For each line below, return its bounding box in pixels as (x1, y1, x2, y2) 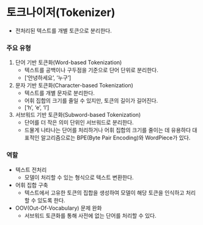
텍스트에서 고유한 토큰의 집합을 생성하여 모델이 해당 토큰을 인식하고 (24, 189, 185, 196)
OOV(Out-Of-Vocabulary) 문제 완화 (15, 204, 102, 212)
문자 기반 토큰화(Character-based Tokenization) (15, 82, 133, 89)
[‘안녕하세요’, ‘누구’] (24, 74, 72, 81)
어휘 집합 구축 (15, 181, 48, 188)
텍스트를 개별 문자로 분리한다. (24, 89, 95, 97)
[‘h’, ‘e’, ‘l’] (24, 104, 50, 111)
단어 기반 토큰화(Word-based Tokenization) (15, 59, 122, 66)
